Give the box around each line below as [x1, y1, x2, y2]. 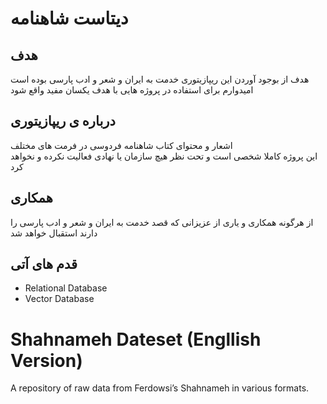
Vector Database [24, 293, 95, 305]
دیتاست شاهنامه [10, 7, 129, 30]
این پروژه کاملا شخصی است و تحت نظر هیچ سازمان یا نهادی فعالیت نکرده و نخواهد [10, 150, 318, 162]
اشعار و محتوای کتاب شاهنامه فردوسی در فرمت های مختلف [10, 139, 233, 151]
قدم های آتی [10, 256, 78, 273]
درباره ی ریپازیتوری [10, 113, 116, 130]
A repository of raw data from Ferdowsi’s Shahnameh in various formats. [10, 382, 310, 394]
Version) [10, 349, 83, 372]
